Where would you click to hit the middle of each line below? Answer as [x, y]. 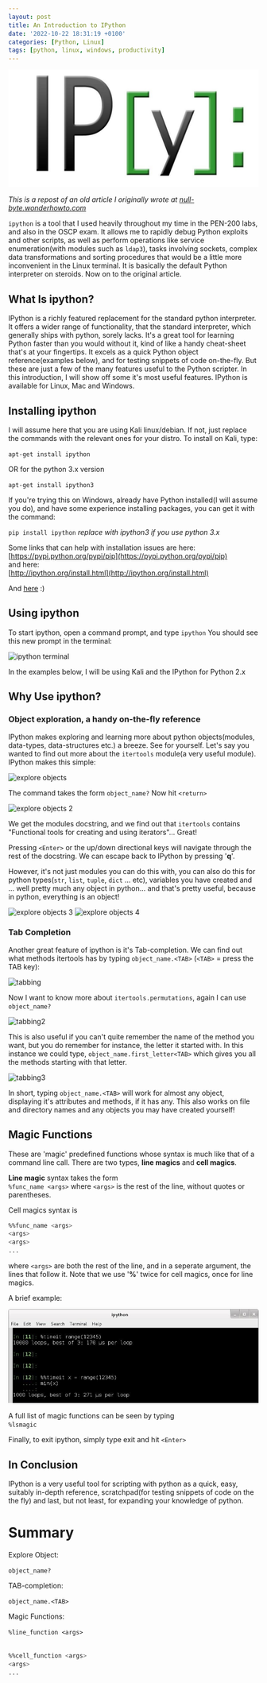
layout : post [30, 17]
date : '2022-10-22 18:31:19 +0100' [67, 33]
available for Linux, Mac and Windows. [72, 386]
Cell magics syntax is [43, 1210]
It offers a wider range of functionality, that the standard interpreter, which [130, 327]
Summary [41, 1533]
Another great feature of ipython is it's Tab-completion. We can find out [126, 950]
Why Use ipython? [55, 696]
